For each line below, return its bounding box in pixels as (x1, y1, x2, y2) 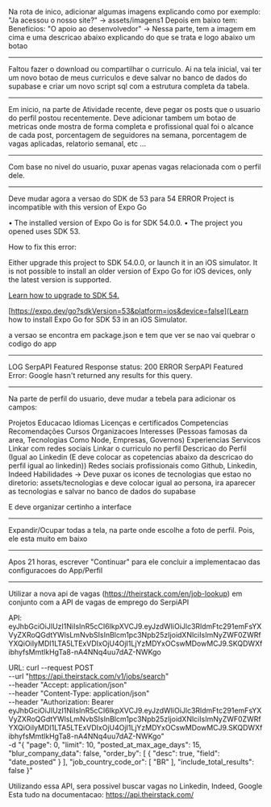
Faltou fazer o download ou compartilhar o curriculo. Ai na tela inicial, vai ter (8, 64, 262, 73)
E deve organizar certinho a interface (8, 502, 131, 511)
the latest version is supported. (8, 275, 111, 285)
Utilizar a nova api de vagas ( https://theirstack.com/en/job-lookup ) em (8, 589, 243, 598)
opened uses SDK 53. (8, 227, 81, 236)
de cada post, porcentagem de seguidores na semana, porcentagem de (8, 131, 248, 139)
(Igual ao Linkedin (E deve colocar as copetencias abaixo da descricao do (8, 452, 254, 462)
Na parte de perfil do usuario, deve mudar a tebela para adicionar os (8, 394, 236, 403)
